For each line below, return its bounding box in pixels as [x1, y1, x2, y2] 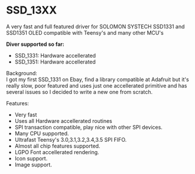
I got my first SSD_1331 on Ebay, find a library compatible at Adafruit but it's [6, 76, 189, 83]
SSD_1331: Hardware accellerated [14, 52, 96, 59]
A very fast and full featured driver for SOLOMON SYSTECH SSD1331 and [6, 23, 185, 30]
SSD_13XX [6, 4, 57, 17]
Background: [6, 69, 37, 76]
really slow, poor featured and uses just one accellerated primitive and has [6, 82, 187, 89]
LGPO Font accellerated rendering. [14, 148, 99, 156]
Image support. [14, 161, 52, 168]
